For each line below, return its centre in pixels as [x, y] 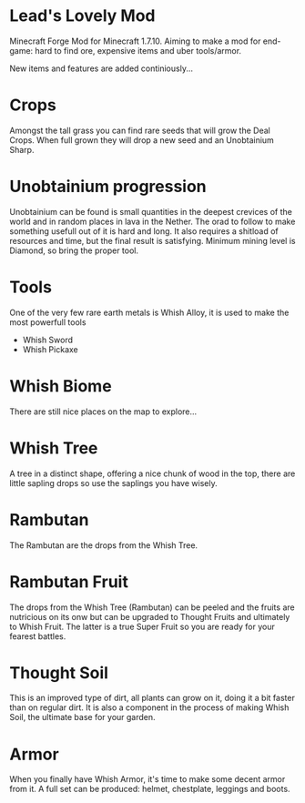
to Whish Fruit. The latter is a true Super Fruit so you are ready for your [142, 626]
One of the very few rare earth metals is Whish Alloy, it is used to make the [149, 312]
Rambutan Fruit [69, 581]
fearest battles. [38, 636]
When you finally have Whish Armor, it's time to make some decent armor [147, 779]
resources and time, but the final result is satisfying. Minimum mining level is [152, 240]
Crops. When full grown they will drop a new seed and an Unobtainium [142, 140]
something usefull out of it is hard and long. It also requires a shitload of [144, 231]
